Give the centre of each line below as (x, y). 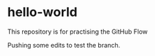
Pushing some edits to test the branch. (64, 45)
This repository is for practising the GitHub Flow (77, 31)
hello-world (43, 12)
